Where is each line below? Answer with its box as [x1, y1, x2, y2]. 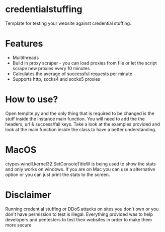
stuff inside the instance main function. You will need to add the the [5, 115, 145, 122]
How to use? [5, 94, 58, 105]
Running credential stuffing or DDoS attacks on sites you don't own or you [5, 206, 159, 212]
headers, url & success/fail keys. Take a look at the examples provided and [5, 121, 160, 127]
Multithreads [12, 54, 39, 61]
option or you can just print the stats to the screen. [5, 171, 110, 178]
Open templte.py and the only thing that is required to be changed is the [5, 110, 154, 117]
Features [5, 38, 43, 49]
